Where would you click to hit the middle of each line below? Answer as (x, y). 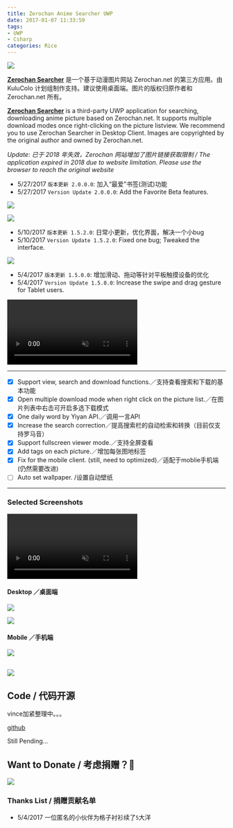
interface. (31, 247)
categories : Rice (32, 46)
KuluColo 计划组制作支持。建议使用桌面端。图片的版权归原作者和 (100, 88)
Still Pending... (28, 741)
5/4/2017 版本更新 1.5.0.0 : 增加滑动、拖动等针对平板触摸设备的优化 (113, 274)
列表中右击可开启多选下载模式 (66, 408)
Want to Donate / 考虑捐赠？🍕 (71, 764)
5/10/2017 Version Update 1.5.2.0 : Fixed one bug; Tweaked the (108, 240)
